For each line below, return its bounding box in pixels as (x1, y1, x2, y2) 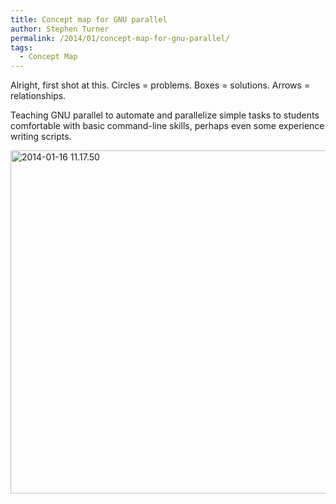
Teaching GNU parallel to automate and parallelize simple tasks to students (10, 109, 320, 121)
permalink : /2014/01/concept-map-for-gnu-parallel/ (10, 33, 230, 43)
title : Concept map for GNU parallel (10, 14, 168, 25)
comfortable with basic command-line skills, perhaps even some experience (10, 120, 325, 132)
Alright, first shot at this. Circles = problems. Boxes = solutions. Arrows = (10, 79, 311, 91)
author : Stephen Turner (10, 24, 110, 34)
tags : (10, 42, 33, 53)
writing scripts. (10, 131, 72, 143)
